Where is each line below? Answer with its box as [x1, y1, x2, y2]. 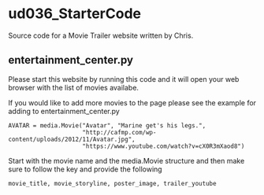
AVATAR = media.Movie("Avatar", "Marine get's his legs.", [8, 121, 206, 130]
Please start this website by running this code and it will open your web [8, 74, 240, 83]
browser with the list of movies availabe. [8, 83, 139, 92]
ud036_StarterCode [8, 5, 142, 23]
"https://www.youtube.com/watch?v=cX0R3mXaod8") [82, 142, 245, 150]
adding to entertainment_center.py [8, 106, 120, 116]
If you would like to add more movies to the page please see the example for [8, 97, 257, 107]
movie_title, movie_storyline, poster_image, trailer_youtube [8, 179, 217, 187]
